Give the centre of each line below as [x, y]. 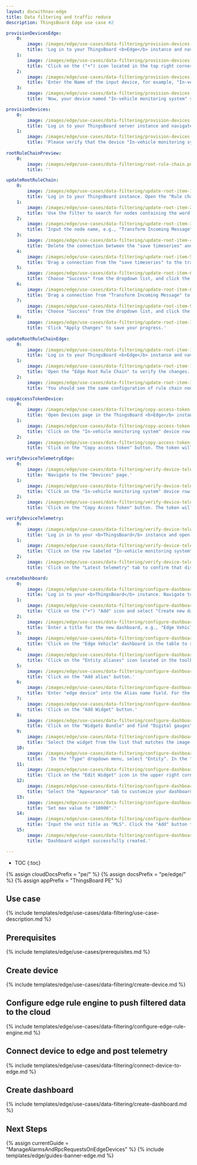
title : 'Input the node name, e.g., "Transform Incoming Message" [110, 229]
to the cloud [28, 1012]
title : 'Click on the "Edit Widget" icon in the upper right [103, 775]
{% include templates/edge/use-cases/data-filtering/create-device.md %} [96, 984]
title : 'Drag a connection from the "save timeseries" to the [105, 262]
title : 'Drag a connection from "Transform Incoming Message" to [109, 295]
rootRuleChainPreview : [34, 153]
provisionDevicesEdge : [34, 33]
